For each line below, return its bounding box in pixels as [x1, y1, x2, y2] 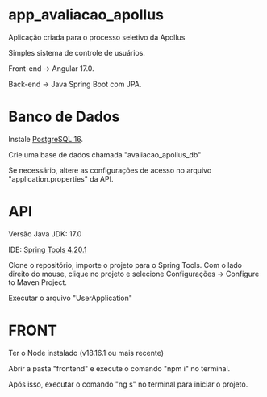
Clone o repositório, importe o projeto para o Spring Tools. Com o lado [8, 260, 242, 270]
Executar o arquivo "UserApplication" [8, 293, 133, 303]
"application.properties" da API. [8, 173, 114, 183]
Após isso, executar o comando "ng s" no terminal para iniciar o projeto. [8, 379, 248, 389]
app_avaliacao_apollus [8, 6, 164, 24]
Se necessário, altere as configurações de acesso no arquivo [8, 165, 212, 175]
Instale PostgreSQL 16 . [8, 134, 83, 144]
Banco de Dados [8, 107, 120, 126]
